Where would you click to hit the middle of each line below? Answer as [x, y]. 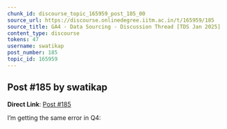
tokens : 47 [23, 40]
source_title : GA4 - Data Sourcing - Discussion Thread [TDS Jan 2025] [114, 26]
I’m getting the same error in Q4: [54, 117]
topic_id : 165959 [33, 59]
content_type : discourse [43, 33]
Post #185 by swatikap [57, 88]
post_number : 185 [33, 53]
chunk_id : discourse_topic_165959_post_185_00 [76, 14]
